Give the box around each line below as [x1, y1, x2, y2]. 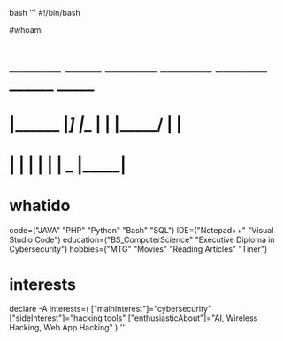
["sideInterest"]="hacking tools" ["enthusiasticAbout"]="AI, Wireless [9, 313, 258, 323]
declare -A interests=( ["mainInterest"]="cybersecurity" [9, 304, 212, 314]
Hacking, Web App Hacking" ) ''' [9, 322, 127, 333]
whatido [9, 195, 71, 216]
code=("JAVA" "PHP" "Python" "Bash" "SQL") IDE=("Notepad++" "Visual [9, 224, 274, 235]
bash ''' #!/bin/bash [9, 8, 81, 18]
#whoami [9, 25, 43, 34]
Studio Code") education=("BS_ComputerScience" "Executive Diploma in [9, 234, 276, 245]
